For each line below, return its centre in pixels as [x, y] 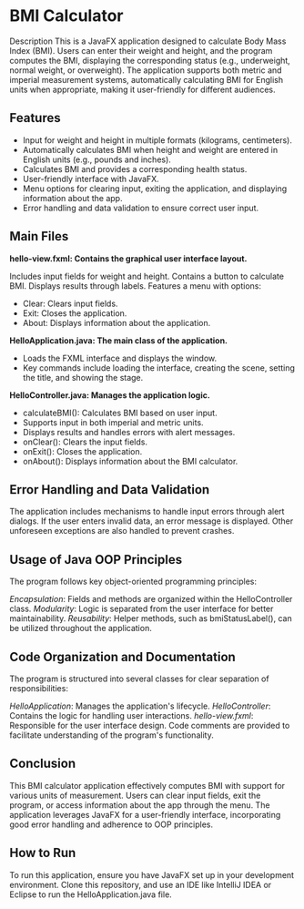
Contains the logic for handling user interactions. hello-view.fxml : [132, 715]
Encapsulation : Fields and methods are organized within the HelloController [151, 599]
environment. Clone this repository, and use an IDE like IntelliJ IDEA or [141, 884]
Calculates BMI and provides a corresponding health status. [135, 169]
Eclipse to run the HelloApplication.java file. [91, 894]
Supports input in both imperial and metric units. [113, 422]
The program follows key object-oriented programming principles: [133, 582]
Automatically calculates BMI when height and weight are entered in [150, 149]
